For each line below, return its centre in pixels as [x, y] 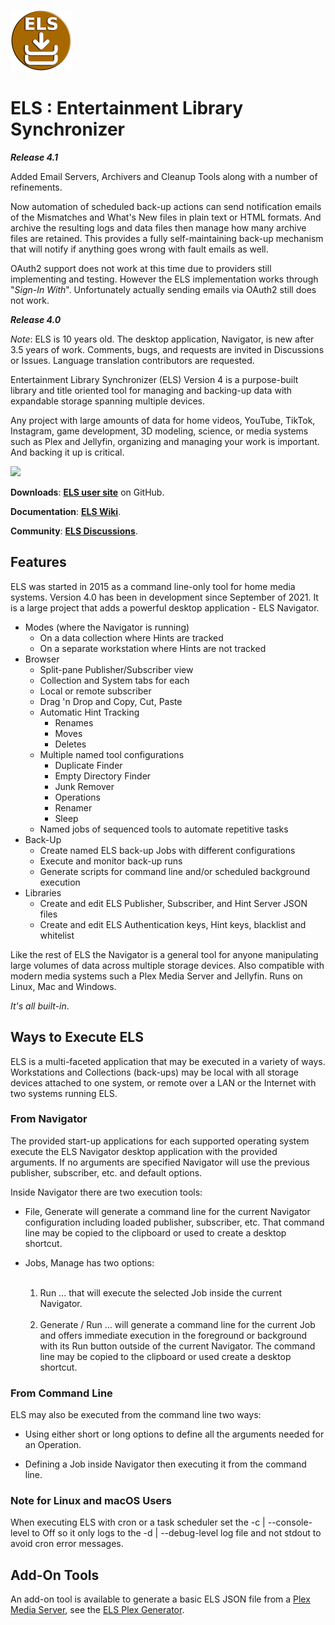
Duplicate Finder [88, 765]
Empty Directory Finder [103, 776]
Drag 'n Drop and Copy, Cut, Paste [111, 701]
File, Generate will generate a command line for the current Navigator [167, 1211]
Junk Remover [84, 786]
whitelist [57, 935]
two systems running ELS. [64, 1093]
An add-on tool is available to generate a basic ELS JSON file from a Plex [160, 1599]
